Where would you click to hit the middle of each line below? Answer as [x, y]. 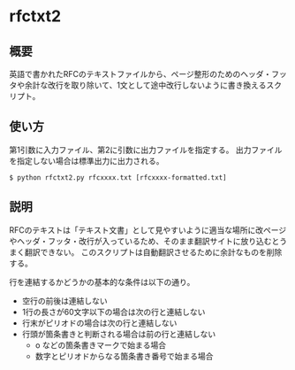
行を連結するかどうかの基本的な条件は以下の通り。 [102, 281]
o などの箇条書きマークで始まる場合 [100, 345]
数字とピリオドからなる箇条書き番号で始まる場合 [124, 356]
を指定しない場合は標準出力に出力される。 [87, 160]
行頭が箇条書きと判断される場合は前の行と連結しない [119, 334]
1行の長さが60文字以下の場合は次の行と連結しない [113, 312]
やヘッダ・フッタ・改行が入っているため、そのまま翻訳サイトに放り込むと [144, 241]
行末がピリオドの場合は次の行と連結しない [99, 323]
